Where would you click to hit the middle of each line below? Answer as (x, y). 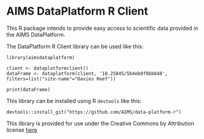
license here (22, 130)
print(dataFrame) (28, 90)
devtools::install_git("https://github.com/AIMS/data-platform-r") (94, 112)
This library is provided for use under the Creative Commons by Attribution (100, 123)
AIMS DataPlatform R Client (77, 11)
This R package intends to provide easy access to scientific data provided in (102, 28)
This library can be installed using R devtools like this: (74, 101)
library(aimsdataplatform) (41, 57)
